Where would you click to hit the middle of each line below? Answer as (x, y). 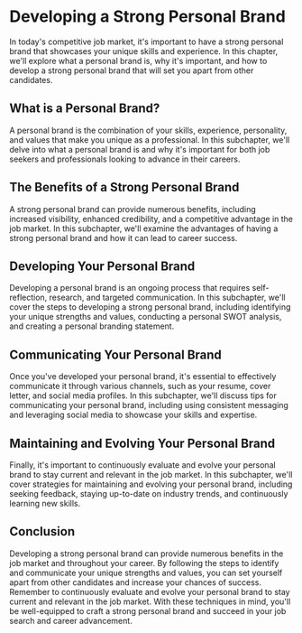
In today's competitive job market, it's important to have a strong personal (146, 42)
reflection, (28, 298)
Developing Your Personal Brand (102, 266)
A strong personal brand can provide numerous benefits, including (133, 209)
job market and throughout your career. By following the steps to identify (144, 563)
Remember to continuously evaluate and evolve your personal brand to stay (150, 591)
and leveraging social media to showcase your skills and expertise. (133, 415)
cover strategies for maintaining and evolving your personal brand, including (151, 484)
